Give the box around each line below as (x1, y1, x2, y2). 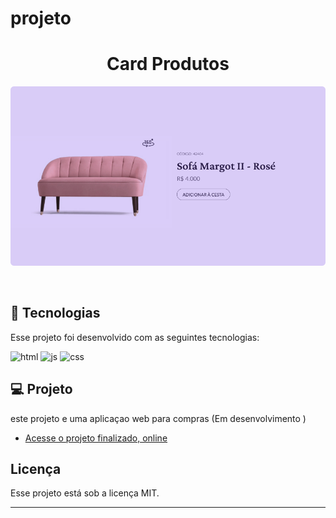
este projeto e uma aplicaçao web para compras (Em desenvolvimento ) (10, 412, 307, 424)
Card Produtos (106, 53, 230, 76)
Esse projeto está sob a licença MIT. (10, 487, 160, 499)
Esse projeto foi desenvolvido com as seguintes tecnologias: (10, 331, 260, 343)
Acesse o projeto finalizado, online (24, 432, 168, 444)
